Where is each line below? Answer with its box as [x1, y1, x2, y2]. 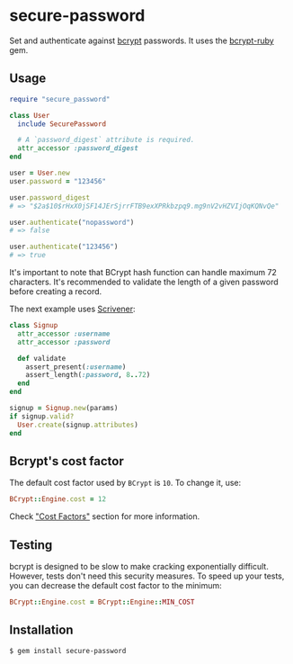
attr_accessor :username [17, 329, 111, 338]
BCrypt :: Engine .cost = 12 [9, 495, 106, 504]
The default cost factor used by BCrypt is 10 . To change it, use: [9, 478, 242, 489]
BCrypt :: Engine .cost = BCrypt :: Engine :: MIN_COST [9, 597, 195, 606]
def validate [17, 354, 67, 363]
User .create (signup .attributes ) [17, 420, 139, 429]
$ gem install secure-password [9, 646, 127, 655]
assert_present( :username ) [25, 362, 127, 372]
